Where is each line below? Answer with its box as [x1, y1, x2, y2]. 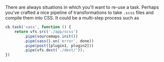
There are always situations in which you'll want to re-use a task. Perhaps [5, 4, 159, 10]
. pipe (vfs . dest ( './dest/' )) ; [23, 47, 85, 53]
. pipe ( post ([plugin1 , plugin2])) [23, 43, 94, 48]
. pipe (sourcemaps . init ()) [23, 33, 78, 39]
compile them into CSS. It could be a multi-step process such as [5, 15, 139, 20]
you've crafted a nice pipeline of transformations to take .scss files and [5, 9, 154, 15]
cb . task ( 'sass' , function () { [5, 24, 71, 29]
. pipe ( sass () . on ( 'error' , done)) [23, 38, 94, 43]
